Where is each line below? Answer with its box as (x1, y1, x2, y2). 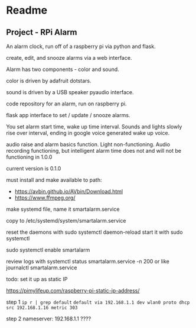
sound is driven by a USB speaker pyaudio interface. (6, 89, 134, 95)
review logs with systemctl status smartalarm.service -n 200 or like (6, 258, 169, 265)
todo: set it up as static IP (6, 276, 68, 282)
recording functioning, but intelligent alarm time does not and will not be (6, 147, 182, 154)
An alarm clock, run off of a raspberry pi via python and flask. (6, 43, 156, 50)
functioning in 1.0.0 (6, 153, 53, 160)
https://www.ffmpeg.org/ (14, 194, 76, 201)
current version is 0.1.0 (6, 165, 61, 172)
